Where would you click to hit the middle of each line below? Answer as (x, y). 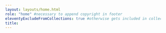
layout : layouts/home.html (33, 9)
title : (12, 23)
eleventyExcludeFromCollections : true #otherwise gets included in (76, 18)
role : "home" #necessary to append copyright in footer (64, 14)
